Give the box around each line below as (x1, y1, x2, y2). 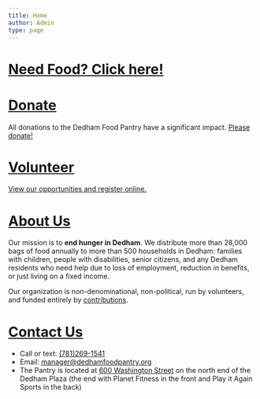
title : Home (8, 11, 47, 20)
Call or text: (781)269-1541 (19, 349, 106, 359)
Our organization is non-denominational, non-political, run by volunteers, (8, 287, 244, 296)
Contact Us (8, 323, 84, 341)
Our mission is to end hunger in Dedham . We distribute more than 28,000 (8, 238, 248, 248)
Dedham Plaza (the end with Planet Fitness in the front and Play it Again (19, 374, 253, 383)
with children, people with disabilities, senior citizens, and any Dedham (8, 255, 239, 264)
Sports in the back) (19, 382, 82, 392)
